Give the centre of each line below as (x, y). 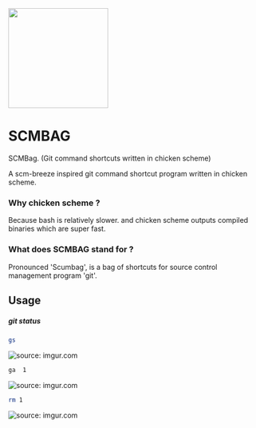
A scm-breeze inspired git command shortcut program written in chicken (128, 173)
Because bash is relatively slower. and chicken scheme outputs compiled (128, 220)
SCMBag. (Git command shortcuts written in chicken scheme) (110, 158)
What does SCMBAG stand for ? (71, 249)
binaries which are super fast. (57, 229)
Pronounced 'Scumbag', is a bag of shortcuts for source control (113, 267)
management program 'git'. (53, 275)
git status (25, 321)
